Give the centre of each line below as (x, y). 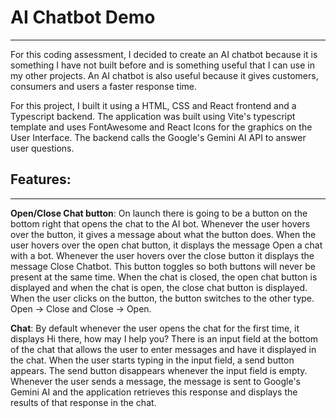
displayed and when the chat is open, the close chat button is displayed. (159, 287)
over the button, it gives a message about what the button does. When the (163, 234)
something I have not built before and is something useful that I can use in (162, 65)
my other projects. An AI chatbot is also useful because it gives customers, (164, 75)
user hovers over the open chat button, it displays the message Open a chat (166, 245)
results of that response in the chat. (83, 402)
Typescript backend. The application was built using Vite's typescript (153, 116)
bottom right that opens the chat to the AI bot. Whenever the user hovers (160, 223)
